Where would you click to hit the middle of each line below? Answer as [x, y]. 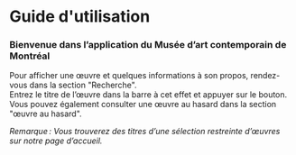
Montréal [30, 56]
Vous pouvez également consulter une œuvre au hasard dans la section [143, 105]
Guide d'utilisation [80, 17]
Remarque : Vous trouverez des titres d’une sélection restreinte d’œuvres [145, 132]
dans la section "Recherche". [83, 85]
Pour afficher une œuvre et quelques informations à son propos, [129, 76]
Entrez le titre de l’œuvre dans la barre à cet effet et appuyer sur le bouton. [148, 95]
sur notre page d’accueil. [56, 141]
